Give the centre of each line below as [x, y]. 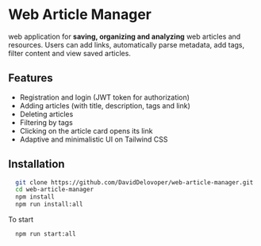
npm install [35, 197]
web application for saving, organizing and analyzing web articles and [125, 36]
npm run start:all [46, 234]
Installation [36, 164]
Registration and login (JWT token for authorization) [105, 97]
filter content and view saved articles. [69, 53]
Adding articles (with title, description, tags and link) [105, 105]
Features [31, 78]
